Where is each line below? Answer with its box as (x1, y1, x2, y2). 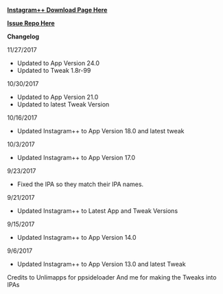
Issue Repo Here (7, 19, 55, 27)
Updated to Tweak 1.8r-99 (16, 67, 91, 74)
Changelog (7, 32, 40, 41)
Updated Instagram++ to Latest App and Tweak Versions (16, 207, 178, 215)
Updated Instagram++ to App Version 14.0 (16, 234, 137, 241)
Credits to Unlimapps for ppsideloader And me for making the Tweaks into (7, 273, 217, 281)
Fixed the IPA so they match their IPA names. (16, 180, 144, 188)
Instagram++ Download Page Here (7, 6, 108, 14)
